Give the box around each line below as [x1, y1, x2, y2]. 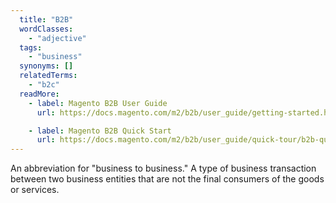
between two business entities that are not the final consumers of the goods [10, 173, 325, 185]
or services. [10, 184, 60, 196]
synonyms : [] [19, 61, 74, 71]
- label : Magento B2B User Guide [28, 98, 168, 108]
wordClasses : [19, 24, 74, 34]
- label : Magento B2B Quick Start [28, 126, 172, 136]
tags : [19, 42, 43, 53]
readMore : [19, 89, 60, 99]
